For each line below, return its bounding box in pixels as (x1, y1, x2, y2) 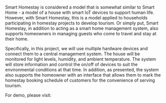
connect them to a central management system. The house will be (5, 51, 140, 57)
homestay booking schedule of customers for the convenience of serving (5, 77, 155, 83)
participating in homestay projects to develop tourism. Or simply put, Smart (5, 20, 159, 26)
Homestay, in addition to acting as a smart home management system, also (5, 25, 159, 31)
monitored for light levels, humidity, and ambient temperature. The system (5, 56, 156, 62)
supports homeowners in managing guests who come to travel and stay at (5, 31, 157, 36)
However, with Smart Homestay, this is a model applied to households (5, 15, 148, 20)
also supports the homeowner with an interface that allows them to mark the (5, 72, 161, 78)
